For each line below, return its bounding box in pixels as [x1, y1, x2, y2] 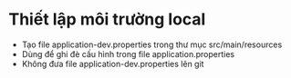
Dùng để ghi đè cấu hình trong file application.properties [21, 48, 234, 59]
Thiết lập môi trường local [8, 9, 206, 30]
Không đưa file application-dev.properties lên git [21, 58, 204, 69]
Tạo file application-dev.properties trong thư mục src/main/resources [21, 39, 283, 50]
